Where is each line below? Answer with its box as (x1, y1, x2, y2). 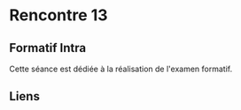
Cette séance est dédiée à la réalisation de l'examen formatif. (9, 63, 233, 74)
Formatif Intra (9, 40, 87, 55)
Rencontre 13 (9, 5, 108, 26)
